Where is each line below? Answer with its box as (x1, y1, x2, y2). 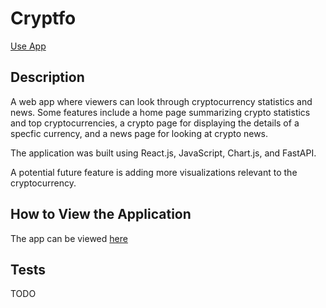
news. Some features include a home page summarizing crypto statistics (10, 106, 311, 118)
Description (10, 69, 85, 86)
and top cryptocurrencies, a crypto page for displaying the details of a (10, 117, 300, 129)
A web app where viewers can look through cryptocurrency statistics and (10, 95, 313, 107)
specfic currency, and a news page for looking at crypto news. (10, 127, 269, 139)
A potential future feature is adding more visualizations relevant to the (10, 166, 298, 178)
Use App (10, 40, 47, 52)
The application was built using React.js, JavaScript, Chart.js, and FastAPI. (10, 147, 317, 159)
